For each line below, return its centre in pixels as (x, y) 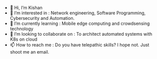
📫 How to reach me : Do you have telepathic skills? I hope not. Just (79, 45)
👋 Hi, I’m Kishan (26, 8)
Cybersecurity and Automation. (42, 18)
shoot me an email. (29, 52)
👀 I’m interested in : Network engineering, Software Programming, (78, 13)
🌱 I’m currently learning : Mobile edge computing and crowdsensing (80, 23)
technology (21, 29)
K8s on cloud (23, 39)
